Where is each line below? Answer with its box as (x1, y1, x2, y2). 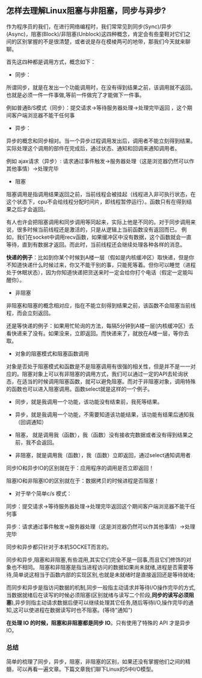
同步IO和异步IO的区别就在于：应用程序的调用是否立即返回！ (6, 464, 155, 471)
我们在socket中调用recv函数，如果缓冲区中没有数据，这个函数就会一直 (16, 233, 192, 241)
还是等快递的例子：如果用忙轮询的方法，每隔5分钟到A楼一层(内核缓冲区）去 (6, 322, 194, 329)
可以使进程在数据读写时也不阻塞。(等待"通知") (18, 606, 133, 614)
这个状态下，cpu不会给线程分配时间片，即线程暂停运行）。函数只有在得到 (6, 198, 187, 205)
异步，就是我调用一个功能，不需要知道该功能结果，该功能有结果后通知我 (14, 411, 194, 418)
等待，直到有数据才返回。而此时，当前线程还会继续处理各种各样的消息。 (6, 241, 185, 248)
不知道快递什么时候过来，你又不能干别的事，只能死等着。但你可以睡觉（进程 (6, 261, 196, 268)
